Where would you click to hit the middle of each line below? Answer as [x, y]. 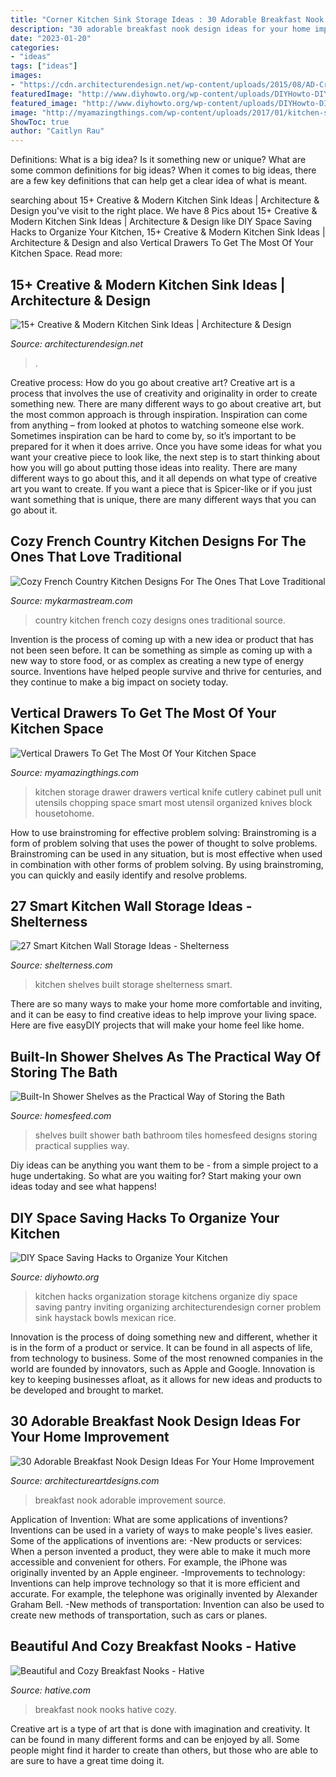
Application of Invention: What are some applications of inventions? [149, 1519]
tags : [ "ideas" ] [44, 66]
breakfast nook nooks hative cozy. [105, 1709]
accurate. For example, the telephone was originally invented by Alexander [164, 1593]
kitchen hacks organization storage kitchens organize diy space [166, 1296]
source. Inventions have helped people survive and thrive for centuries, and [166, 671]
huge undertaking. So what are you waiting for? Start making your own [156, 1176]
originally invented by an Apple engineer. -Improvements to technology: [158, 1572]
